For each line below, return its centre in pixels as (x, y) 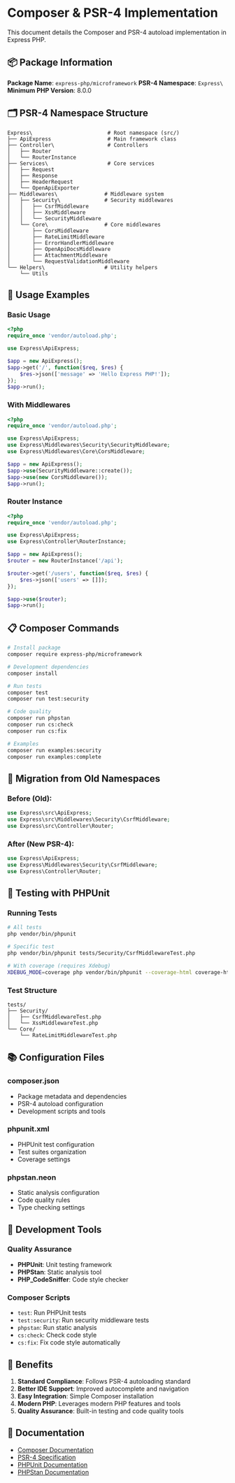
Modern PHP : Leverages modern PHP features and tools (99, 1403)
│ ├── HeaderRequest (40, 182)
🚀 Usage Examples (49, 295)
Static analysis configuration (58, 1193)
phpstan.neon (32, 1177)
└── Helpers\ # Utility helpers (83, 267)
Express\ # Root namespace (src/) (93, 133)
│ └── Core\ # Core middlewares (84, 224)
